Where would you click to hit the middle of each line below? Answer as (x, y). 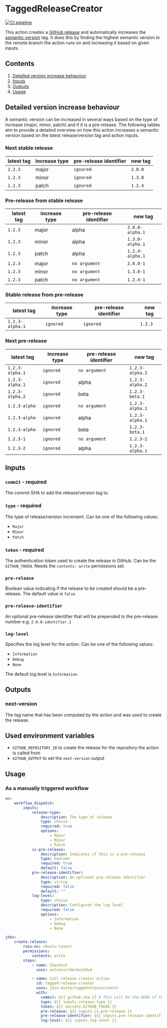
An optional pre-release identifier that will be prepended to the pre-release (82, 616)
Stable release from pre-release (44, 295)
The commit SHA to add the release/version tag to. (57, 493)
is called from (26, 753)
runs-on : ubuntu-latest (47, 947)
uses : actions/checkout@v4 (64, 970)
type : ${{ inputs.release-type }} (76, 1002)
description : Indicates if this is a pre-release (93, 854)
